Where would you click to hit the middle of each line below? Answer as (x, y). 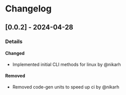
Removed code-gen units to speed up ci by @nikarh (66, 87)
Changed (15, 53)
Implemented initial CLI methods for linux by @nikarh (66, 64)
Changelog (28, 9)
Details (14, 41)
